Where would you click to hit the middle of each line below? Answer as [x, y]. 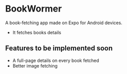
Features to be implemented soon [59, 48]
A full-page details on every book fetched [56, 60]
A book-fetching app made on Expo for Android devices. [64, 23]
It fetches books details [37, 32]
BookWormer [34, 9]
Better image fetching [35, 65]
